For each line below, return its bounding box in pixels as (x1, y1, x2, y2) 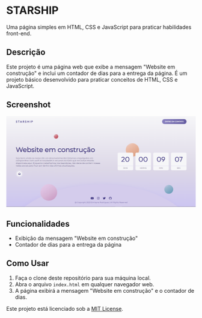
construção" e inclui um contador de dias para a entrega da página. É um (6, 70, 188, 77)
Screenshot (6, 100, 51, 110)
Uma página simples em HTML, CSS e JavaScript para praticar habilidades (6, 23, 192, 31)
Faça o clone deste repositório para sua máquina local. (14, 274, 151, 281)
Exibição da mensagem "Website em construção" (14, 235, 138, 242)
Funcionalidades (6, 218, 70, 229)
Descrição (6, 47, 46, 58)
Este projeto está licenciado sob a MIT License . (6, 305, 123, 312)
